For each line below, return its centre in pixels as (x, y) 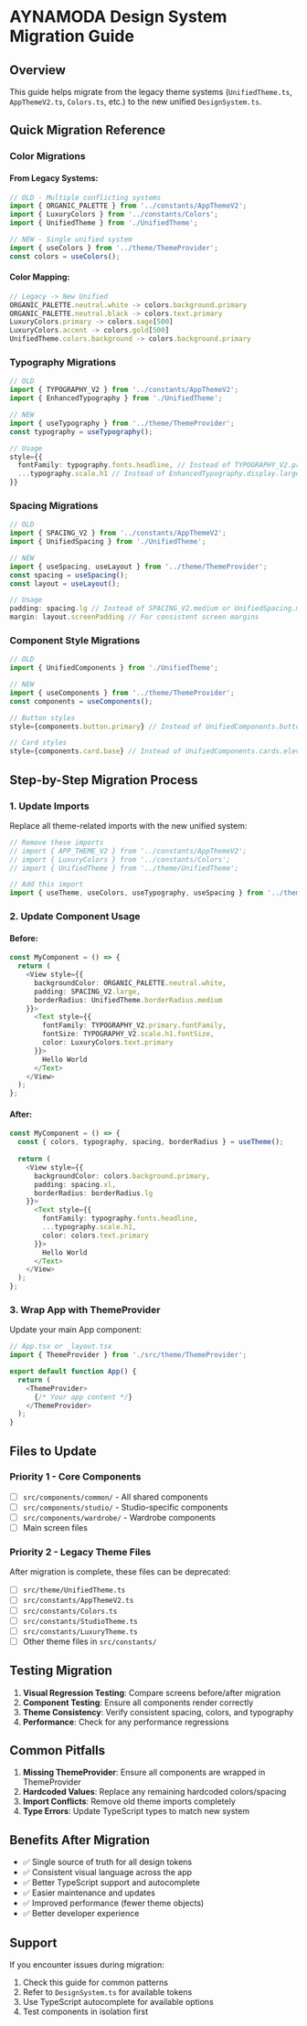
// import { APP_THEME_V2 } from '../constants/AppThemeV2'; (128, 851)
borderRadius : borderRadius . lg (93, 1193)
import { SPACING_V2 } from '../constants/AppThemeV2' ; (118, 533)
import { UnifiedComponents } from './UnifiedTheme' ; (114, 668)
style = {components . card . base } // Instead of (95, 751)
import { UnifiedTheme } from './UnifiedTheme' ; (104, 223)
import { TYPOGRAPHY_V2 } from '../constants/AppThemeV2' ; (124, 390)
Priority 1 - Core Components (75, 1477)
